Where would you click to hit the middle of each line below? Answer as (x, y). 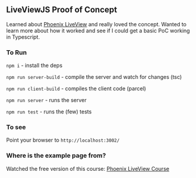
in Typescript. (23, 37)
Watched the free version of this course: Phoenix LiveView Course (88, 168)
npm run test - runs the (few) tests (49, 112)
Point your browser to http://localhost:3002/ (63, 140)
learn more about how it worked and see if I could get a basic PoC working (98, 30)
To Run (16, 52)
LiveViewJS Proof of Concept (62, 10)
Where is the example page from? (56, 156)
